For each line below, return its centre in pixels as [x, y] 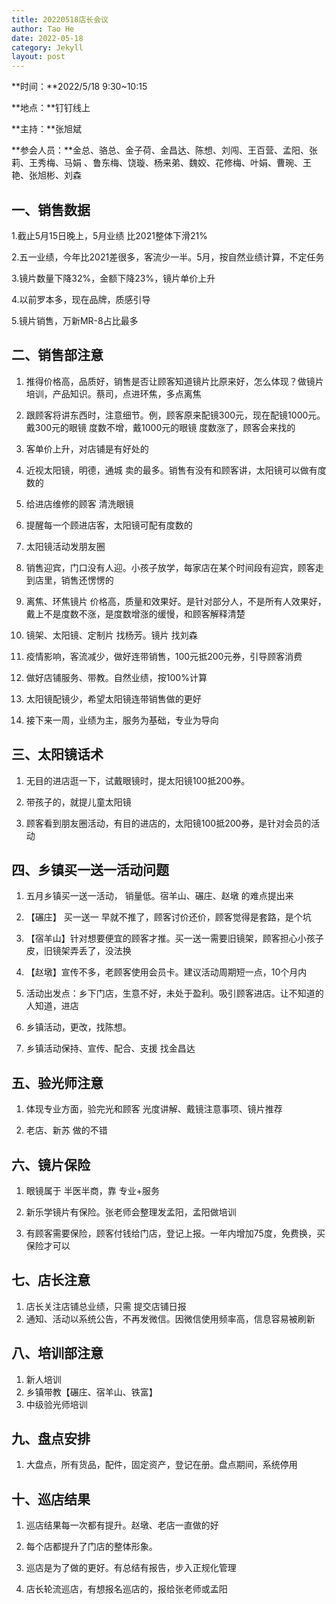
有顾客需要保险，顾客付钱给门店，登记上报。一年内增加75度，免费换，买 [175, 1233]
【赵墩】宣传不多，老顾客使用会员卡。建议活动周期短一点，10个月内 [166, 972]
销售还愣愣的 [87, 580]
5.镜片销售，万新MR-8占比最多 [75, 320]
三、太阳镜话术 [57, 754]
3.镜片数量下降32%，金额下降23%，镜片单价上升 [113, 278]
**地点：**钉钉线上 [51, 108]
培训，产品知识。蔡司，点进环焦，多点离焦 [113, 393]
